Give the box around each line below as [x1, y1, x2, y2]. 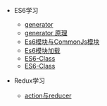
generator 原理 [24, 29, 68, 37]
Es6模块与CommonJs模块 [24, 37, 100, 46]
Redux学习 [13, 76, 46, 85]
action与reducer [24, 91, 72, 100]
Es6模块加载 [24, 47, 61, 54]
